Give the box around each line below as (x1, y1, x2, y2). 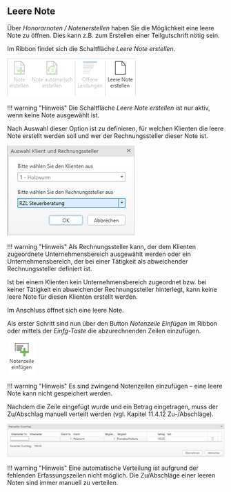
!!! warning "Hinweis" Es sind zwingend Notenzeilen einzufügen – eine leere (7, 382, 223, 390)
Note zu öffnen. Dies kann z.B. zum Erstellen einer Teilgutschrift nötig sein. (7, 31, 220, 39)
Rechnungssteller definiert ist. (7, 264, 92, 273)
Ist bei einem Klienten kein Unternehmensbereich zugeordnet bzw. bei (7, 277, 207, 286)
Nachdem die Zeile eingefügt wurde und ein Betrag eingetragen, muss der (7, 402, 219, 411)
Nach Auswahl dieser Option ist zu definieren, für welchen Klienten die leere (7, 124, 224, 132)
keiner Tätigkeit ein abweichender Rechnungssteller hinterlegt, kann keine (7, 285, 217, 293)
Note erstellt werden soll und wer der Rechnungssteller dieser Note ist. (7, 131, 208, 140)
